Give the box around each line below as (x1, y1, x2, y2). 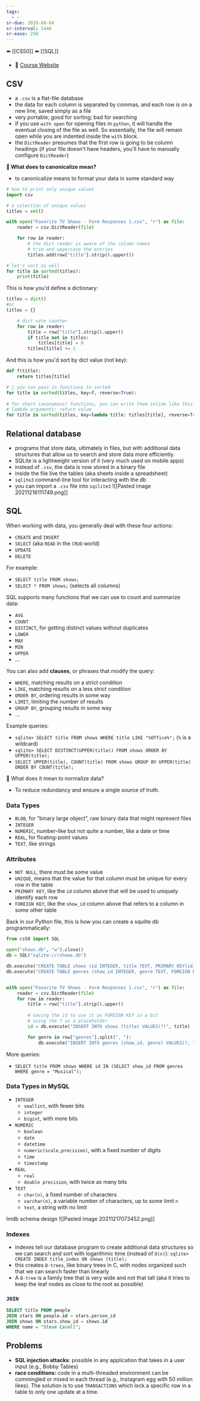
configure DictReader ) (14, 152, 69, 159)
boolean (23, 1128, 43, 1134)
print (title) (17, 274, 49, 280)
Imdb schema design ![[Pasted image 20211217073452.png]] (6, 1215, 155, 1222)
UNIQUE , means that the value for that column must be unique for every (14, 875, 187, 882)
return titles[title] (17, 374, 70, 379)
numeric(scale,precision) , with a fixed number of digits (23, 1146, 161, 1153)
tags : (6, 8, 20, 15)
